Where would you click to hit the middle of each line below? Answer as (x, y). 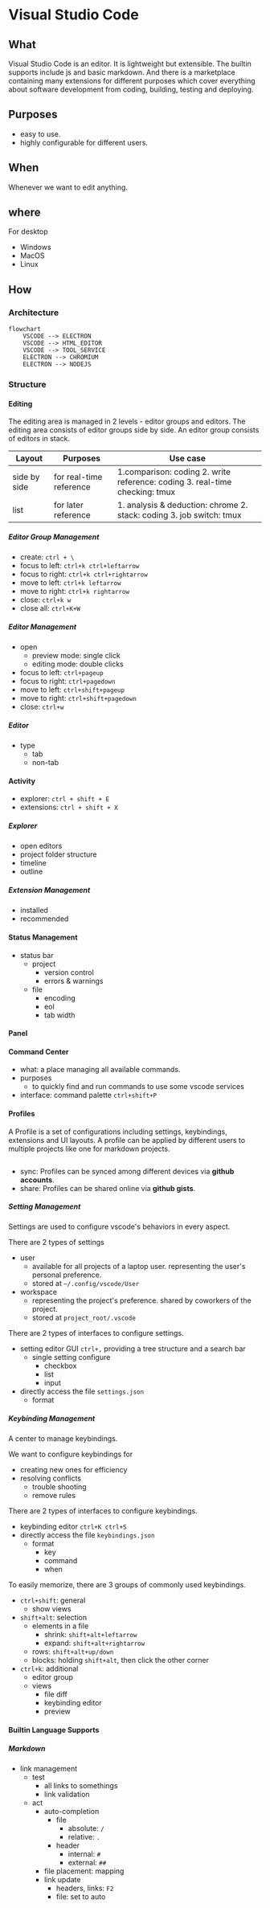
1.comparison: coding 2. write (174, 472)
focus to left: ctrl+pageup (61, 673)
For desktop (28, 231)
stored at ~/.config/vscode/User (86, 1284)
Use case (188, 458)
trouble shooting (59, 1487)
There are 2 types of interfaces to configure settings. (96, 1333)
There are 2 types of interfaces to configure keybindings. (103, 1511)
